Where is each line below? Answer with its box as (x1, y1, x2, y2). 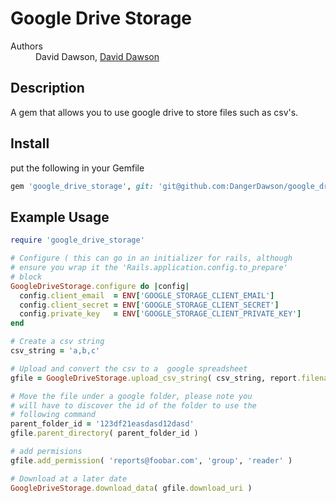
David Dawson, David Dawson (35, 50, 160, 62)
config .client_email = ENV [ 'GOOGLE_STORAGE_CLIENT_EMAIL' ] (19, 290, 275, 301)
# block (10, 272, 43, 282)
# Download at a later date (10, 473, 128, 484)
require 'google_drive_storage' (10, 235, 145, 246)
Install (10, 135, 50, 152)
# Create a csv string (10, 337, 105, 347)
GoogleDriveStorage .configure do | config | (10, 281, 190, 291)
